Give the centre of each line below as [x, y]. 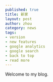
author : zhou [19, 23]
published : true [22, 10]
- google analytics [25, 46]
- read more [17, 60]
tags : [11, 33]
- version [15, 38]
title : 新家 [17, 14]
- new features [21, 42]
